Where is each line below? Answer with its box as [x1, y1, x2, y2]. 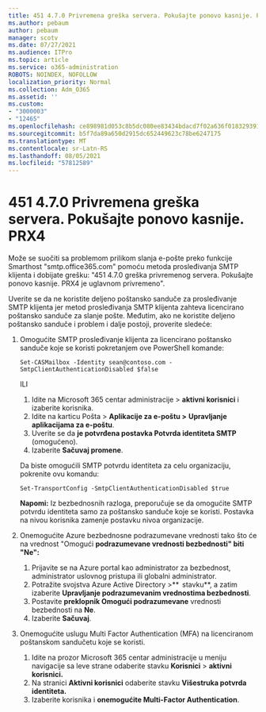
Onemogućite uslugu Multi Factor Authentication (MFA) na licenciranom [19, 629, 253, 639]
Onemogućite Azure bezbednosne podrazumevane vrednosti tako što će [19, 531, 257, 541]
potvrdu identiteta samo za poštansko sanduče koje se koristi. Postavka [19, 507, 254, 517]
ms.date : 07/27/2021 [8, 41, 77, 49]
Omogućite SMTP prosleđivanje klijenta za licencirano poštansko [19, 335, 232, 344]
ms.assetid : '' [8, 93, 59, 101]
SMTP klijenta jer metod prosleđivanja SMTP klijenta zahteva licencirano [8, 302, 244, 312]
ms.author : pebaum [8, 19, 69, 27]
